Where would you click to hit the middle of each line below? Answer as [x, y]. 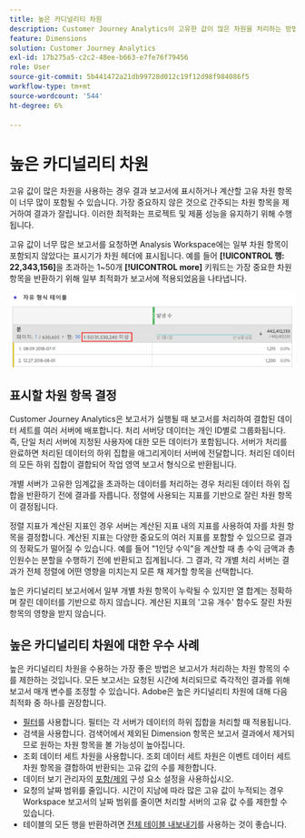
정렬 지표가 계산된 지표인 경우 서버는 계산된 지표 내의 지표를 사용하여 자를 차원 [148, 526]
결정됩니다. [39, 507]
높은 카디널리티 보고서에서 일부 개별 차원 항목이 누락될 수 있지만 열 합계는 [139, 591]
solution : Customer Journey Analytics [83, 48]
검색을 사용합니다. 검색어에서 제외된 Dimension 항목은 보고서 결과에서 [146, 733]
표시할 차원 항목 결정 [63, 395]
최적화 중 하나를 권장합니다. [58, 702]
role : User [30, 67]
